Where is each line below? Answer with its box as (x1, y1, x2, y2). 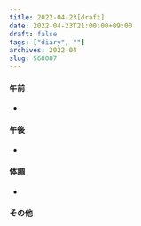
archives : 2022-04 (9, 46, 77, 55)
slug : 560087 (9, 54, 58, 63)
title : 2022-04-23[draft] (9, 12, 105, 22)
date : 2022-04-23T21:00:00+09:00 (9, 21, 133, 30)
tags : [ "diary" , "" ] (9, 37, 86, 47)
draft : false (9, 29, 58, 38)
